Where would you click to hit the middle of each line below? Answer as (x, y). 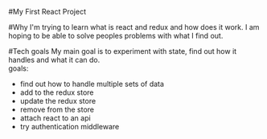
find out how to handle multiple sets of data (92, 84)
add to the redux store (57, 92)
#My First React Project (47, 12)
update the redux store (58, 101)
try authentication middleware (70, 127)
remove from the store (57, 109)
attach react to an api (55, 118)
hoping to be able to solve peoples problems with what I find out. (116, 36)
